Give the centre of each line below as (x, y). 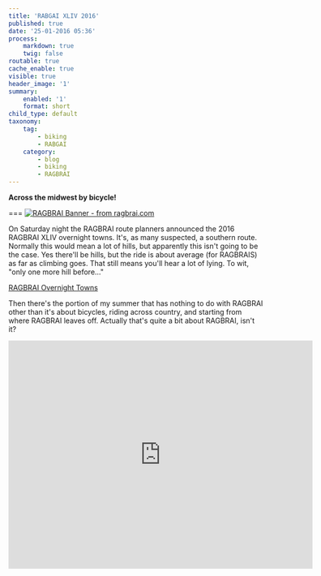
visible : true (32, 76)
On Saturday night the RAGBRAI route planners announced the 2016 (122, 229)
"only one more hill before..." (56, 272)
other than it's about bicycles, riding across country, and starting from (125, 312)
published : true (36, 24)
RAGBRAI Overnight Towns (53, 288)
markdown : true (49, 46)
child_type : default (43, 114)
